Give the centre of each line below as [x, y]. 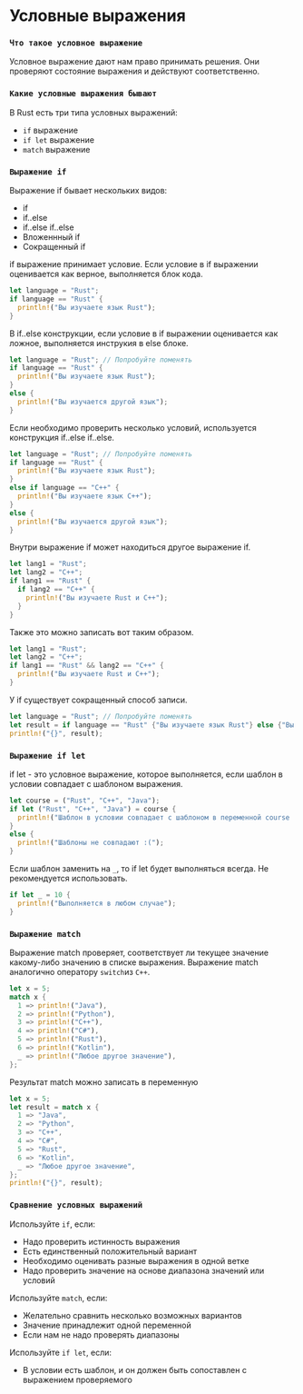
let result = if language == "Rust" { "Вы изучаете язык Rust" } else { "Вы [152, 725]
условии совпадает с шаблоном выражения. [96, 783]
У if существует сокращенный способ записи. [98, 700]
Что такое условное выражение [76, 43]
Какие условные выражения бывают [83, 94]
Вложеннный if [51, 237]
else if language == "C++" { [64, 488]
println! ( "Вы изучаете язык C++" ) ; [85, 496]
